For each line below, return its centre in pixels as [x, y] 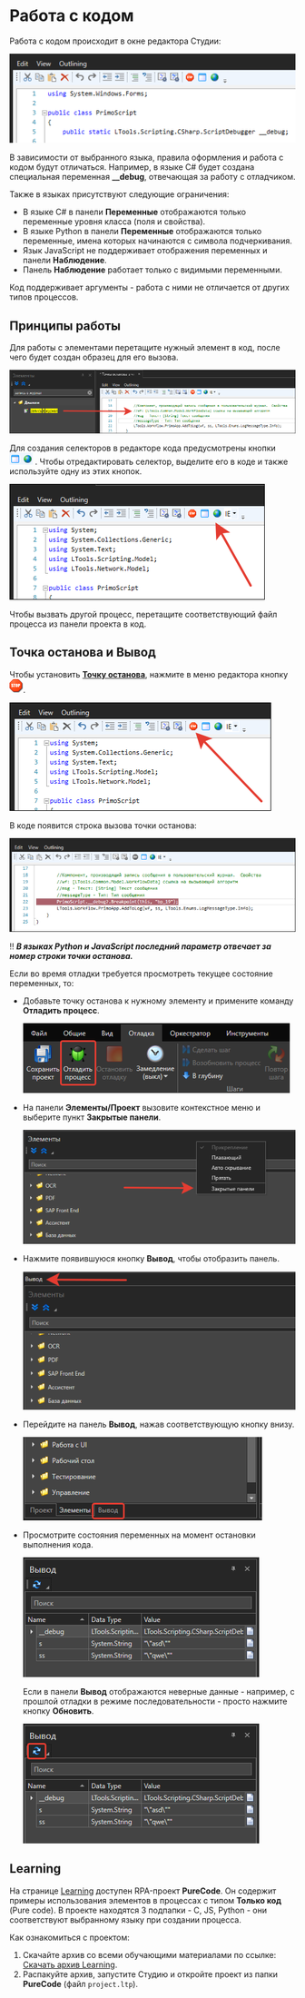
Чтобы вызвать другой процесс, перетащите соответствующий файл [143, 614]
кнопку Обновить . [58, 1711]
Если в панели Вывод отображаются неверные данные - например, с [158, 1691]
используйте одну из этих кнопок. [76, 471]
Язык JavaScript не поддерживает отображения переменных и [145, 251]
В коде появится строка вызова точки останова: [103, 825]
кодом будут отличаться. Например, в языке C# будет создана [132, 167]
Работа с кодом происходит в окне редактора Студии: [115, 41]
